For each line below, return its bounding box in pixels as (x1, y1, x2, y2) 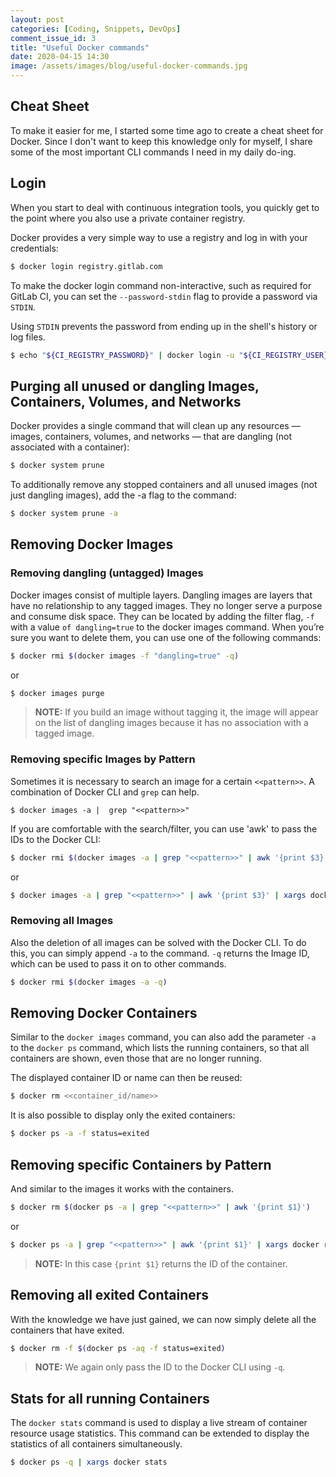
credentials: (10, 242, 59, 254)
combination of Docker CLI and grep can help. (10, 786, 200, 798)
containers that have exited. (10, 1324, 125, 1336)
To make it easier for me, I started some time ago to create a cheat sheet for (10, 124, 324, 136)
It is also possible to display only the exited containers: (10, 1109, 236, 1121)
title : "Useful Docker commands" (10, 42, 150, 53)
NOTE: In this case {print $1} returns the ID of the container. (34, 1257, 288, 1270)
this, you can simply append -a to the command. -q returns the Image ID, (10, 947, 310, 959)
